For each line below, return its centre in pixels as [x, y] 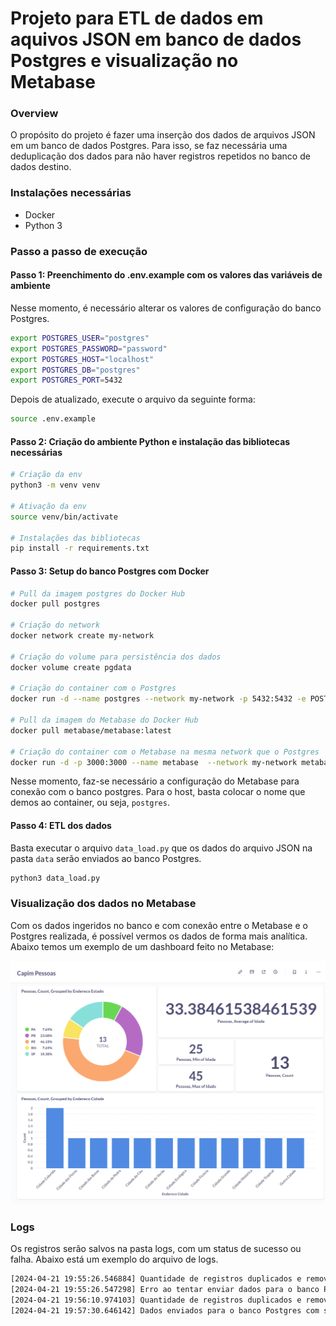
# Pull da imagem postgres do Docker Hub [98, 593]
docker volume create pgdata [71, 667]
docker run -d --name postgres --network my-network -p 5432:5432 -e [158, 699]
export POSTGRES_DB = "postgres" [75, 370]
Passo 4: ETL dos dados [61, 826]
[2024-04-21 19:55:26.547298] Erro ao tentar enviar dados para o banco [165, 1290]
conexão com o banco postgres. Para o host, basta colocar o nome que [158, 792]
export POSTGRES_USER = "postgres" [80, 338]
